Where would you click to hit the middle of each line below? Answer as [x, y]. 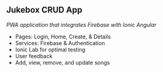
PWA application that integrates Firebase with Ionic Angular [81, 24]
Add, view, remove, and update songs [62, 62]
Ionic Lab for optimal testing [50, 49]
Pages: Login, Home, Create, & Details [63, 37]
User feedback [34, 56]
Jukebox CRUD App [44, 10]
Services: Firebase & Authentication [60, 43]
